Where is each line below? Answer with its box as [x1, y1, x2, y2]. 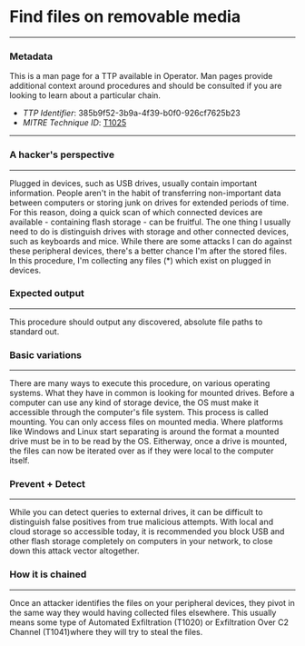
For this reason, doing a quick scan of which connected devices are [9, 206, 263, 217]
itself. [9, 455, 30, 466]
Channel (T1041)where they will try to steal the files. [9, 626, 203, 637]
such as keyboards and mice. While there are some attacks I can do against [9, 235, 292, 246]
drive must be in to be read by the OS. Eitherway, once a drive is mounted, [9, 436, 288, 447]
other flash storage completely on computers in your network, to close [9, 536, 273, 547]
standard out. [9, 325, 60, 337]
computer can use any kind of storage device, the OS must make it [9, 397, 259, 408]
